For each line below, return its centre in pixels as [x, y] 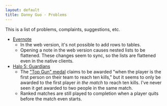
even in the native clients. [47, 61]
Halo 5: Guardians [31, 66]
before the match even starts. [51, 99]
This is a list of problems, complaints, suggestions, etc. [63, 29]
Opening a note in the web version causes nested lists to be [83, 50]
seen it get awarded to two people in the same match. [76, 88]
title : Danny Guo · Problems [36, 15]
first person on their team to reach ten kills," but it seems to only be [90, 77]
